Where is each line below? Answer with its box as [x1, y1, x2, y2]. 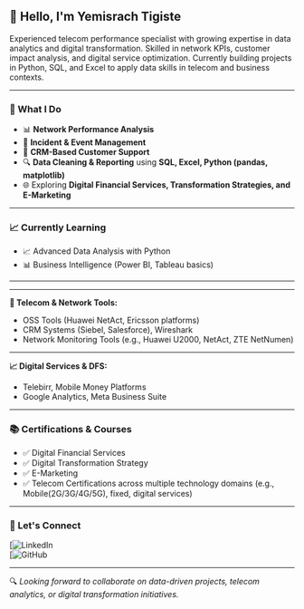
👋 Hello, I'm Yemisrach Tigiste [9, 9, 182, 24]
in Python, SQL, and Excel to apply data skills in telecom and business [9, 62, 270, 72]
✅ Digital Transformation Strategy [22, 457, 149, 468]
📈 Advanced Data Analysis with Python [22, 246, 171, 256]
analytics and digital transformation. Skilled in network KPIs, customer [9, 43, 271, 53]
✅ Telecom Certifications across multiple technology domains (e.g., [22, 478, 274, 488]
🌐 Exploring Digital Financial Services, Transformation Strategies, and [22, 179, 291, 190]
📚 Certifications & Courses [9, 423, 133, 436]
